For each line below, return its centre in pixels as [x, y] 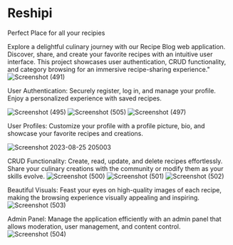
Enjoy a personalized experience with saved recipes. [84, 98]
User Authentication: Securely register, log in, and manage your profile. [112, 90]
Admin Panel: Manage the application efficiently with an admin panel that [115, 219]
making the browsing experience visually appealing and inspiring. [103, 197]
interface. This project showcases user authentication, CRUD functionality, [117, 61]
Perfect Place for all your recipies [56, 33]
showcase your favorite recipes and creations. [76, 133]
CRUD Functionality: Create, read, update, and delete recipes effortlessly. [115, 161]
